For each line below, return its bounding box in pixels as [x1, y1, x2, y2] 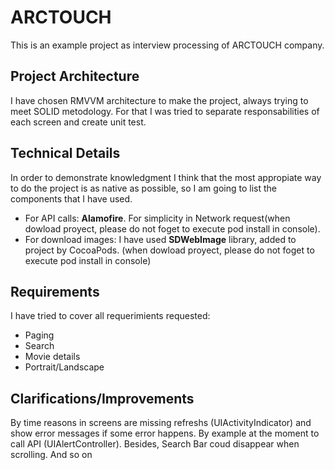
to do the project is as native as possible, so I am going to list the [10, 182, 277, 194]
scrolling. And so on [10, 449, 93, 461]
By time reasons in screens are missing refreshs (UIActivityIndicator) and [10, 417, 312, 429]
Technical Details [10, 145, 121, 162]
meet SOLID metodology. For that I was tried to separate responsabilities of [10, 105, 320, 117]
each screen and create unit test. [10, 116, 147, 128]
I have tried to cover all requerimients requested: [10, 310, 211, 322]
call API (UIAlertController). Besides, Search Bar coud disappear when [10, 438, 300, 450]
